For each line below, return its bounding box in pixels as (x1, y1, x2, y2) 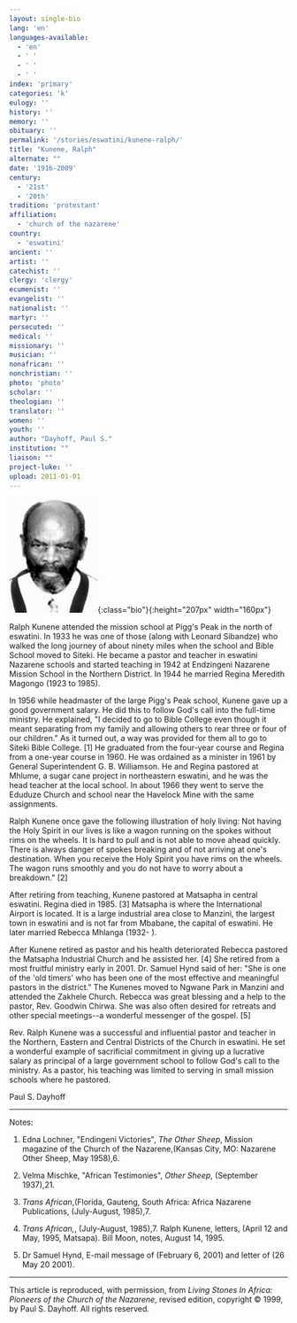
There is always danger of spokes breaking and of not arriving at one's (9, 844, 268, 855)
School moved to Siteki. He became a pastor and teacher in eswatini (9, 649, 258, 660)
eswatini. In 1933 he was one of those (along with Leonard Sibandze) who (9, 631, 278, 641)
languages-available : (9, 33, 89, 42)
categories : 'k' (9, 89, 69, 97)
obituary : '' (9, 127, 57, 135)
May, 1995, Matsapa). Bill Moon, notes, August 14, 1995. (21, 1232, 225, 1243)
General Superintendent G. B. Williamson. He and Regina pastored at (9, 761, 259, 771)
